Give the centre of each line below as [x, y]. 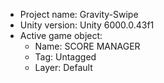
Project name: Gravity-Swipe [79, 14]
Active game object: [61, 35]
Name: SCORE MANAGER [87, 46]
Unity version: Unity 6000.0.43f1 [87, 25]
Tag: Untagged [65, 57]
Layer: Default [63, 67]
